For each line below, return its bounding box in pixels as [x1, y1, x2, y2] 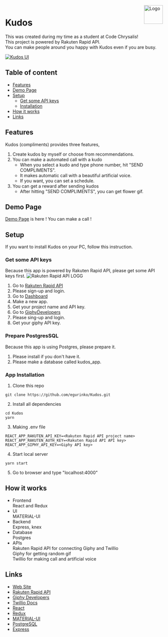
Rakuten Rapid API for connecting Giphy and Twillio [12, 545, 118, 551]
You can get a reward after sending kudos [12, 183, 99, 189]
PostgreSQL [12, 620, 37, 627]
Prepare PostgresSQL [5, 332, 59, 339]
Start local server [12, 451, 48, 457]
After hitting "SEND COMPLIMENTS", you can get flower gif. [19, 188, 143, 194]
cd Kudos [5, 411, 23, 416]
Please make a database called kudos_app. [12, 359, 101, 365]
